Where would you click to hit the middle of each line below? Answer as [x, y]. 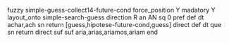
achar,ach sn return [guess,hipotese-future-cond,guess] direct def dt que [114, 25]
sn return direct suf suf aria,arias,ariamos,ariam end [83, 32]
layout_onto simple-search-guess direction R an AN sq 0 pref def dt [106, 17]
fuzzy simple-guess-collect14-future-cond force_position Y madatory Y [111, 10]
